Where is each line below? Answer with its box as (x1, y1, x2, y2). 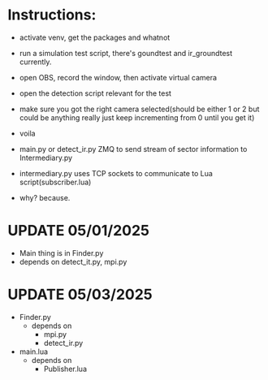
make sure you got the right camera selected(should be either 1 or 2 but (19, 104, 260, 114)
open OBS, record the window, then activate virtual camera (19, 72, 217, 82)
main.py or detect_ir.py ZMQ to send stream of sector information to (19, 144, 248, 153)
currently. (19, 57, 52, 67)
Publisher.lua (43, 364, 87, 374)
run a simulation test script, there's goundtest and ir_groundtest (19, 48, 233, 58)
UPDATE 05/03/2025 (7, 286, 153, 304)
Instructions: (7, 6, 97, 24)
